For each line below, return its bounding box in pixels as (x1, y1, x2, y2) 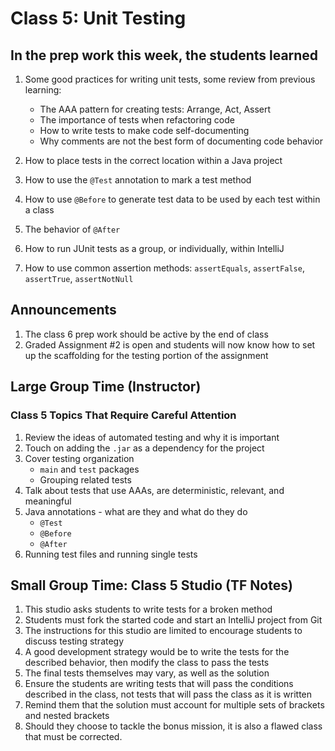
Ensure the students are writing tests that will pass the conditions (24, 678, 294, 690)
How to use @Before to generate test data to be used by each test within (24, 193, 321, 205)
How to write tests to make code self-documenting (39, 125, 250, 136)
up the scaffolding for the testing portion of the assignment (24, 349, 269, 361)
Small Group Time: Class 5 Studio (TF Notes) (10, 577, 293, 594)
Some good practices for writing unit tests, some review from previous (24, 73, 316, 85)
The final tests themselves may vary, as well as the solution (24, 667, 270, 679)
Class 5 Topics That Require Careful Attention (10, 408, 237, 422)
